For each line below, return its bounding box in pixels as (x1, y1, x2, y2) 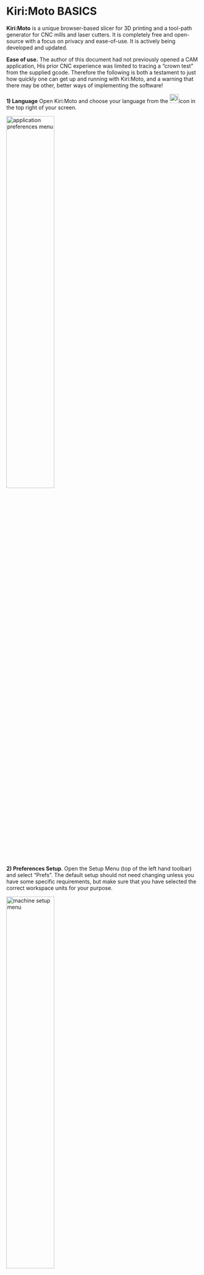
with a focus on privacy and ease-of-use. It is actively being (25, 37, 175, 45)
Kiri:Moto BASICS (6, 4, 97, 18)
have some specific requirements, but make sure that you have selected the (6, 878, 197, 885)
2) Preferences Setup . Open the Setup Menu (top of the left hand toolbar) (6, 865, 192, 872)
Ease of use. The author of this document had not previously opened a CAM (6, 56, 198, 63)
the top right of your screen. (6, 104, 77, 111)
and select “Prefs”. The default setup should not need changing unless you (6, 871, 194, 878)
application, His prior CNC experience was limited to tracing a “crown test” (6, 62, 194, 70)
